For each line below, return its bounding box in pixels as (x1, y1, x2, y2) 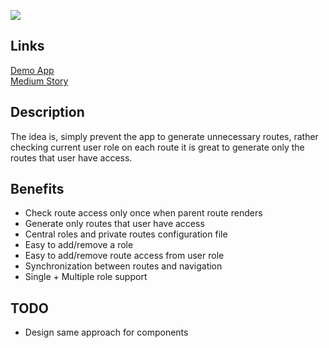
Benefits (10, 181, 65, 198)
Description (10, 104, 85, 121)
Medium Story (10, 75, 69, 87)
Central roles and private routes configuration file (24, 228, 228, 240)
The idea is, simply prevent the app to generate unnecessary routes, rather (10, 130, 319, 142)
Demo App (10, 64, 55, 76)
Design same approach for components (24, 326, 189, 339)
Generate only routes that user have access (24, 218, 205, 230)
